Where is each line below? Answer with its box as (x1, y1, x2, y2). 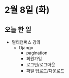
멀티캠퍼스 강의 (11, 39, 41, 45)
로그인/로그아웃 (26, 62, 55, 67)
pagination (26, 50, 48, 56)
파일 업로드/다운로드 (26, 68, 65, 74)
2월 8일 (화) (4, 4, 50, 16)
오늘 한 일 (4, 25, 32, 34)
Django (18, 45, 34, 50)
